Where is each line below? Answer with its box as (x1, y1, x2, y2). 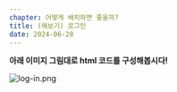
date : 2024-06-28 (9, 29, 74, 38)
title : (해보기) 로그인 (9, 21, 87, 30)
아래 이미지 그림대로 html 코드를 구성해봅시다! (9, 55, 168, 66)
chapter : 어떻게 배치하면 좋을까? (9, 13, 119, 22)
